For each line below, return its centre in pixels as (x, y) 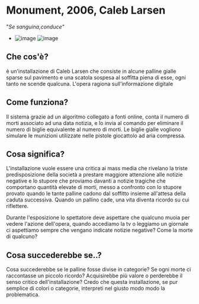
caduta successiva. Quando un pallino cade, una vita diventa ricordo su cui (98, 200)
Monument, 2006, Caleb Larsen (86, 10)
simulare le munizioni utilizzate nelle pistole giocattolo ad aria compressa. (96, 135)
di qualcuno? (22, 236)
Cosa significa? (36, 154)
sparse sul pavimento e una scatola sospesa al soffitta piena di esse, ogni (96, 77)
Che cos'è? (27, 57)
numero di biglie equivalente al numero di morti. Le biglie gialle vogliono (94, 129)
